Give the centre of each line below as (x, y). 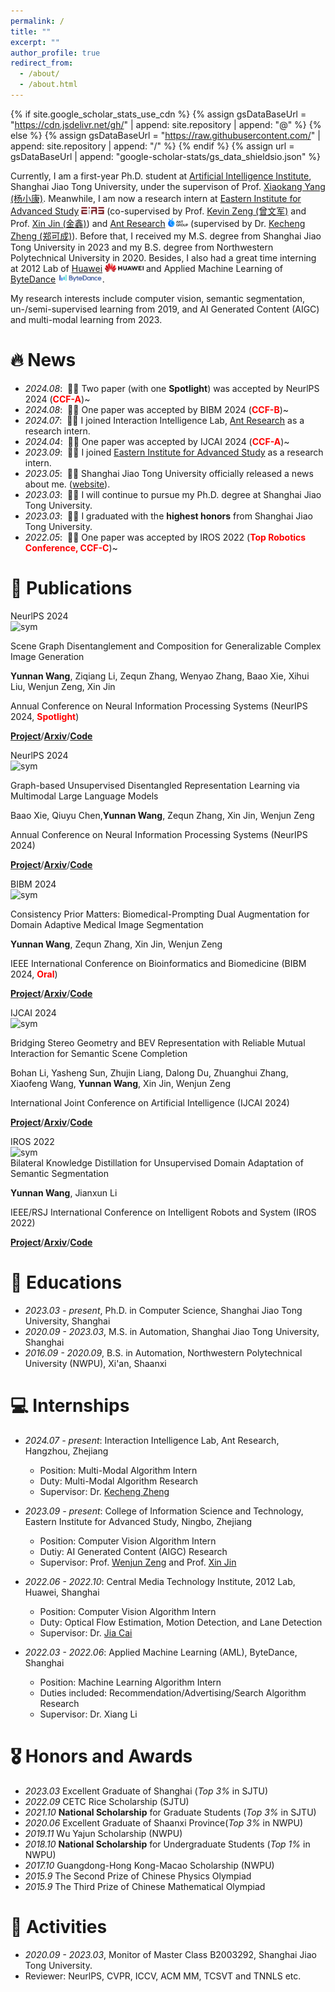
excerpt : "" (35, 42)
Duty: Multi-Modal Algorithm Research (119, 1481)
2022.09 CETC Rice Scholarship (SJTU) (107, 1801)
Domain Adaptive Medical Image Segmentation (107, 924)
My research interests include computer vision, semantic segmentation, (158, 298)
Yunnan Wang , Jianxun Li (64, 1192)
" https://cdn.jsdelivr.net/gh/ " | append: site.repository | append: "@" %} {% (166, 124)
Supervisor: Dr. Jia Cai (86, 1632)
